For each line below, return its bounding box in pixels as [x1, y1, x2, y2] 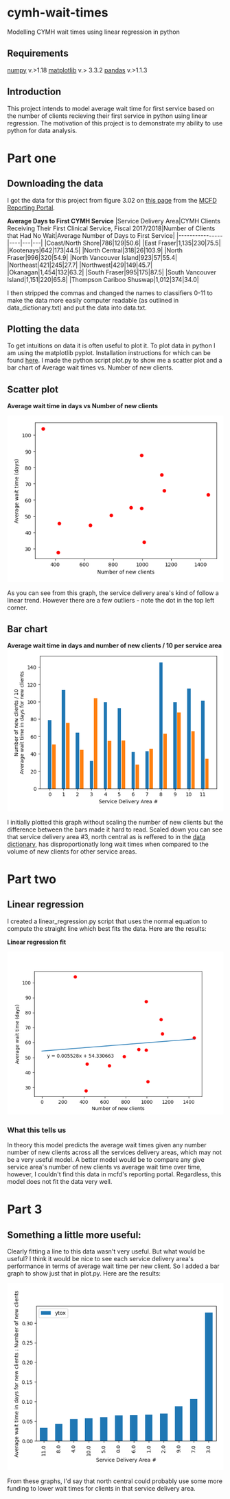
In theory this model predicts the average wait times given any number [7, 1141, 207, 1149]
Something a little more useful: [7, 1229, 142, 1240]
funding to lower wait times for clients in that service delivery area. [7, 1484, 196, 1492]
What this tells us [7, 1125, 67, 1135]
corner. [7, 603, 27, 612]
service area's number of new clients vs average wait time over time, [7, 1163, 203, 1171]
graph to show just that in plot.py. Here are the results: [7, 1269, 161, 1278]
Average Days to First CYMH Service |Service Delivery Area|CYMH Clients [7, 217, 221, 225]
